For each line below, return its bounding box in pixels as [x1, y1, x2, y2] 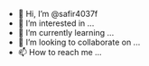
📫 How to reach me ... [17, 47, 102, 57]
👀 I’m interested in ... [17, 18, 95, 29]
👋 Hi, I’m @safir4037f [17, 9, 98, 19]
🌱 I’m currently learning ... [17, 28, 115, 37]
